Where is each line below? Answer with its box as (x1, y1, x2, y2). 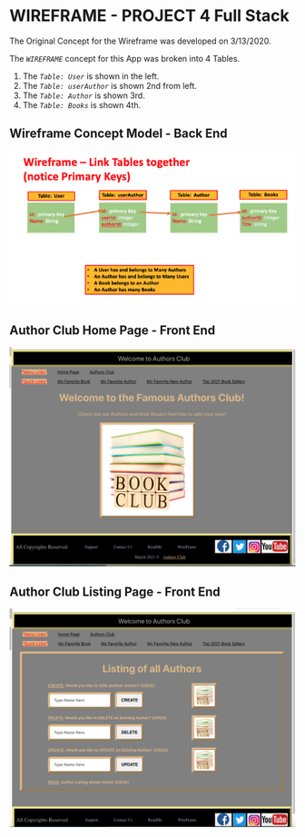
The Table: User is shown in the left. (22, 70, 160, 82)
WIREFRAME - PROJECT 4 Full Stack (9, 5, 290, 26)
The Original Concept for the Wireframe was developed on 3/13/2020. (9, 35, 271, 46)
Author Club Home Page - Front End (9, 322, 216, 338)
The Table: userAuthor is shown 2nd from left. (22, 80, 198, 91)
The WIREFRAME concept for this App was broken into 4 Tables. (9, 53, 241, 64)
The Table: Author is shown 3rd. (22, 90, 145, 101)
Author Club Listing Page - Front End (9, 584, 221, 599)
